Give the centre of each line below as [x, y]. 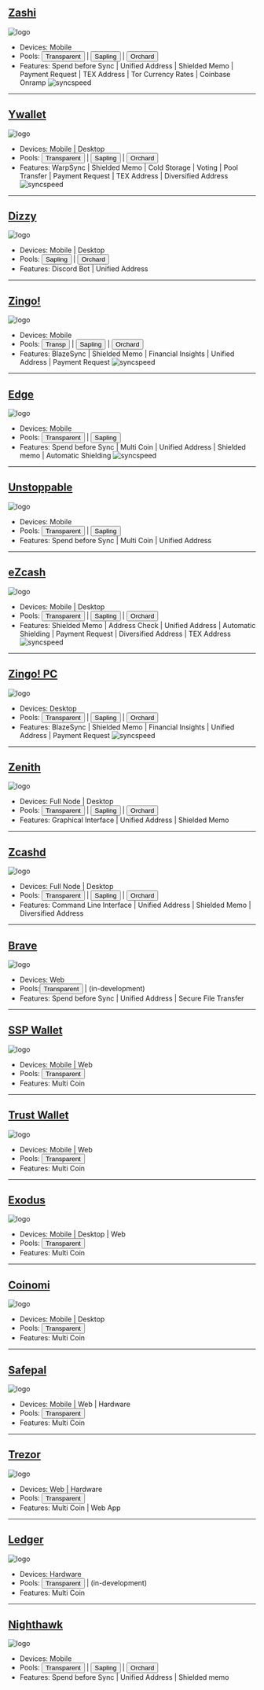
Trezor [24, 1455]
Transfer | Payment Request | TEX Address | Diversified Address [124, 175]
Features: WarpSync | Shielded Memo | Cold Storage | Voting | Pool [128, 167]
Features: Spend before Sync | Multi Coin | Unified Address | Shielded [132, 447]
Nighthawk [36, 1625]
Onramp [33, 83]
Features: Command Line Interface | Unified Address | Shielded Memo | [135, 905]
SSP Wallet [35, 1030]
